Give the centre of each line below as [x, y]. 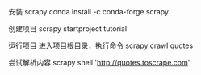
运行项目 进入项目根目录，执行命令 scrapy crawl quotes [101, 45]
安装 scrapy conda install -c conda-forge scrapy [89, 12]
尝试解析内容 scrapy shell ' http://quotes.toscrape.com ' [99, 63]
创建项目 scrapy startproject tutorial [68, 29]
